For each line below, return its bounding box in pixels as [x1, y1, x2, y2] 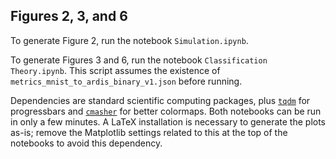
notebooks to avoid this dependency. [10, 137, 163, 149]
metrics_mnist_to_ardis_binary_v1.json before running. [10, 75, 243, 87]
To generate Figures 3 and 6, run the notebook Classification [10, 54, 268, 66]
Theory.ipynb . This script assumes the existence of [10, 64, 221, 76]
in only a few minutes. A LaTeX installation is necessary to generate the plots [10, 115, 326, 128]
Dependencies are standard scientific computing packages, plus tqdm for [10, 94, 311, 106]
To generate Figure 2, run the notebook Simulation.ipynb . [10, 34, 249, 46]
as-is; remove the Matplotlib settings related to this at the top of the [10, 126, 288, 138]
